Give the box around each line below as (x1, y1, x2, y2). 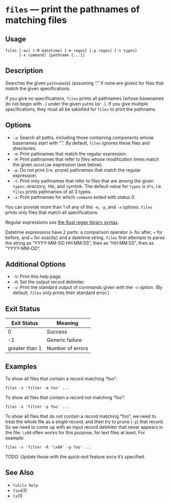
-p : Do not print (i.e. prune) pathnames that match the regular (12, 167, 141, 173)
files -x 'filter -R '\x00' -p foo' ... (5, 445, 92, 450)
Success (46, 328, 67, 335)
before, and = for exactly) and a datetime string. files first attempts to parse (5, 234, 165, 241)
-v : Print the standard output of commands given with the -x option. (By (12, 284, 163, 290)
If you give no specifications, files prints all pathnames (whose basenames (5, 95, 164, 101)
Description (5, 66, 43, 75)
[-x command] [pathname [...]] (18, 52, 85, 58)
